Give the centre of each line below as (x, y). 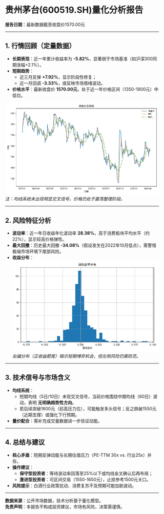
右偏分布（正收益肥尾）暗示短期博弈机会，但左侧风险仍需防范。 (76, 356)
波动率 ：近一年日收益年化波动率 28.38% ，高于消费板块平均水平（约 (81, 233)
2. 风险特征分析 (28, 220)
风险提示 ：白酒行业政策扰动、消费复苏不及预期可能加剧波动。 (74, 485)
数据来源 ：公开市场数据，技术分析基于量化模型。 (54, 500)
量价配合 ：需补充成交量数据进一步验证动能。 (57, 421)
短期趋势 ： (23, 71)
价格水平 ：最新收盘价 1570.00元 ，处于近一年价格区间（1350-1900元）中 (85, 89)
